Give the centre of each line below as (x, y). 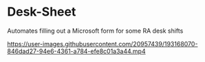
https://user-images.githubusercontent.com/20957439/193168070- (102, 44)
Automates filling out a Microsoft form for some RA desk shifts (95, 31)
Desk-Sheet (42, 12)
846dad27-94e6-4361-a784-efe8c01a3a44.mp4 (76, 51)
